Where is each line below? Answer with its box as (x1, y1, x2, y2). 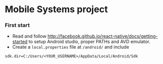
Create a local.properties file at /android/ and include (12, 44, 129, 50)
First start (5, 22, 30, 29)
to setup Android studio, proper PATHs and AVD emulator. (28, 39, 151, 45)
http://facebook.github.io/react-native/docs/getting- (47, 33, 158, 39)
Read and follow (12, 33, 47, 39)
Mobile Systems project (5, 4, 108, 15)
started (12, 39, 28, 45)
